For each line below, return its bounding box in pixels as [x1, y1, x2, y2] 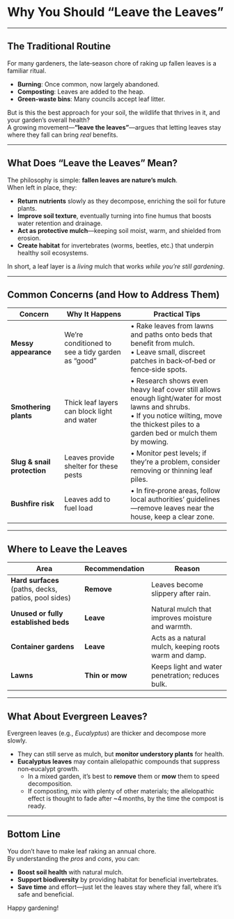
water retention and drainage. [17, 219, 103, 227]
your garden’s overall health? [7, 116, 91, 124]
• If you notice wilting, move [130, 411, 223, 420]
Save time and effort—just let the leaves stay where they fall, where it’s [17, 883, 221, 891]
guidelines [186, 494, 221, 504]
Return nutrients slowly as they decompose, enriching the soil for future [17, 197, 226, 205]
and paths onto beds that [130, 330, 212, 340]
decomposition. [27, 780, 73, 788]
